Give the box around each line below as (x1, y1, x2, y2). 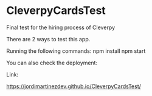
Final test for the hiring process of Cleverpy (6, 24, 116, 31)
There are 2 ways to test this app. (6, 35, 91, 43)
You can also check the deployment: (6, 59, 98, 66)
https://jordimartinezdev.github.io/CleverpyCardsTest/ (6, 83, 142, 90)
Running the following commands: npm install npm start (6, 47, 146, 55)
